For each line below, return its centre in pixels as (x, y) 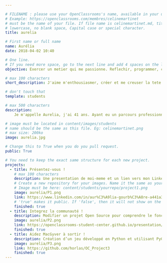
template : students (25, 97)
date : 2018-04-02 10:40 (30, 51)
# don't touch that (25, 92)
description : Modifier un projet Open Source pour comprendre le (83, 216)
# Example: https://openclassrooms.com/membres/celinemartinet (72, 19)
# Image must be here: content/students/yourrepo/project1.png (81, 188)
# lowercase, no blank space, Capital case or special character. (75, 28)
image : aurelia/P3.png (38, 244)
